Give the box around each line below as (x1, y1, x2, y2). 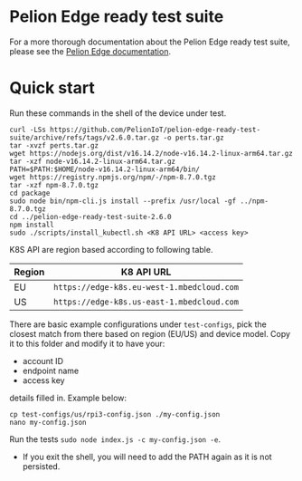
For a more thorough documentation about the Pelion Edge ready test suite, (9, 36, 291, 47)
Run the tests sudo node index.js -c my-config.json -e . (9, 433, 222, 445)
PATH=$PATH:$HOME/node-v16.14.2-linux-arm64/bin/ (9, 165, 201, 174)
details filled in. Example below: (9, 392, 127, 403)
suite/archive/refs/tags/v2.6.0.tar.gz (9, 133, 160, 142)
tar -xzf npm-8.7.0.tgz (9, 180, 99, 189)
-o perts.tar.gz (163, 133, 224, 142)
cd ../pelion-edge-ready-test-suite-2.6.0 (9, 212, 172, 221)
